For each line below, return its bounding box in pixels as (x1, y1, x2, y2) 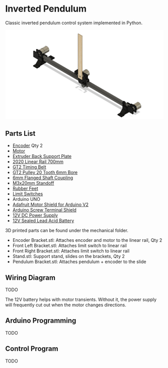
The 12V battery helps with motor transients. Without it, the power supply (5, 296, 157, 303)
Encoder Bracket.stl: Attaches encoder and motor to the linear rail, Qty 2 (12, 237, 162, 243)
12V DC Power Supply (12, 213, 58, 219)
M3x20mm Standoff (12, 180, 54, 186)
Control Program (5, 344, 59, 353)
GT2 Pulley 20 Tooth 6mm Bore (12, 170, 78, 176)
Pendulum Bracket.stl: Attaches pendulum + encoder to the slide (12, 258, 147, 265)
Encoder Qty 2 (12, 142, 43, 149)
